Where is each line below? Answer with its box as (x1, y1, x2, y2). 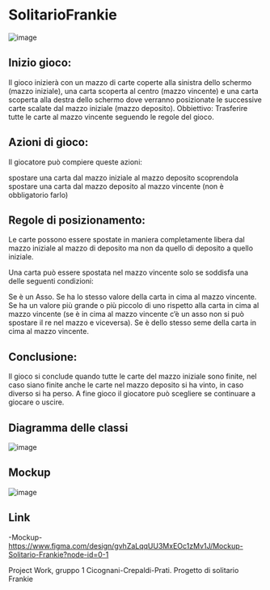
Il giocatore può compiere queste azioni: (8, 156, 143, 167)
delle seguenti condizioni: (8, 276, 95, 286)
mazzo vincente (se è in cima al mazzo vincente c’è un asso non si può (8, 310, 245, 319)
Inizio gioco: (8, 56, 72, 70)
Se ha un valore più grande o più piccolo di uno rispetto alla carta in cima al (8, 301, 259, 310)
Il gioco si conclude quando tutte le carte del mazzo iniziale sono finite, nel (8, 371, 257, 382)
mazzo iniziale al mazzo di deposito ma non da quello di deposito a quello (8, 243, 253, 253)
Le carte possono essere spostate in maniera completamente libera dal (8, 235, 245, 245)
